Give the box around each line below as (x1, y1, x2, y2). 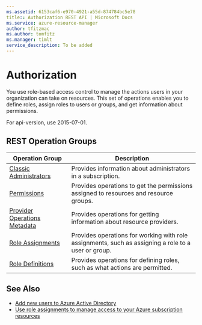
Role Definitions (9, 260, 54, 268)
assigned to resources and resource (71, 189, 173, 197)
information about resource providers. (71, 217, 179, 226)
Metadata (9, 221, 37, 229)
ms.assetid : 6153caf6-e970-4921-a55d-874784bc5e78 (6, 8, 136, 15)
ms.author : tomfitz (6, 31, 55, 37)
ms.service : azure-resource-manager (6, 20, 98, 26)
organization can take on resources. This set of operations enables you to (6, 94, 189, 102)
